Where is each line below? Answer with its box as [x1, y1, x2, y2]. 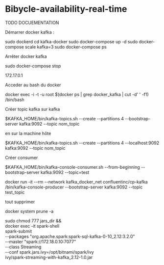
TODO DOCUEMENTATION [5, 20, 59, 26]
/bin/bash [5, 97, 24, 103]
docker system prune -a [5, 208, 54, 214]
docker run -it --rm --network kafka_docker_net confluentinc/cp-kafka [5, 179, 148, 185]
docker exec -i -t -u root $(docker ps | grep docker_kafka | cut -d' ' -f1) [5, 91, 149, 97]
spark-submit [5, 228, 32, 234]
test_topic [5, 189, 25, 195]
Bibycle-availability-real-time [5, 3, 127, 15]
